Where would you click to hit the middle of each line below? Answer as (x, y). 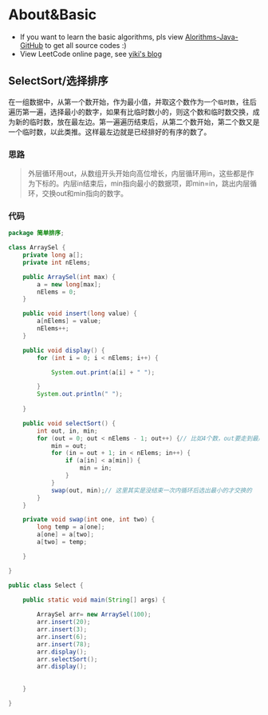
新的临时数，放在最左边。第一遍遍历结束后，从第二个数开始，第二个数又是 (137, 122)
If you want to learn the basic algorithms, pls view (101, 37)
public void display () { (64, 350)
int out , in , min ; (67, 431)
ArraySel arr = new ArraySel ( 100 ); (94, 615)
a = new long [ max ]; (69, 284)
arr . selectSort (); (67, 659)
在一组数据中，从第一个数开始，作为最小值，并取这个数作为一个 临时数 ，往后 (132, 102)
